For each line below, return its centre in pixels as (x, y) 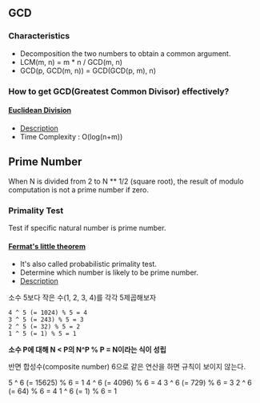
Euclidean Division (40, 111)
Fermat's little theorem (47, 246)
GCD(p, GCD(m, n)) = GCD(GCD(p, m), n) (88, 71)
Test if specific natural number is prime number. (87, 228)
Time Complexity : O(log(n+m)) (71, 136)
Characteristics (39, 36)
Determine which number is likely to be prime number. (109, 272)
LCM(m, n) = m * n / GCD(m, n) (71, 62)
